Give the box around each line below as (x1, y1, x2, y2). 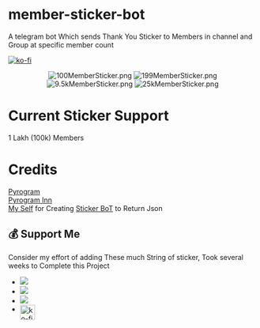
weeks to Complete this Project (8, 261, 110, 270)
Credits (8, 160, 58, 179)
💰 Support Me (8, 228, 81, 241)
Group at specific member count (8, 40, 115, 49)
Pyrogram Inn (8, 195, 53, 205)
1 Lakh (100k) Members (8, 133, 85, 142)
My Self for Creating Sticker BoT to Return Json (8, 203, 164, 213)
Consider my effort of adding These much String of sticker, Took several (8, 252, 243, 262)
